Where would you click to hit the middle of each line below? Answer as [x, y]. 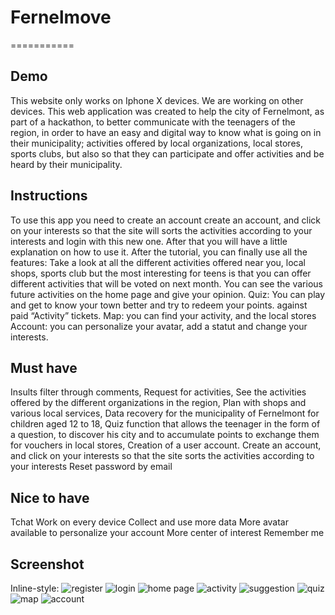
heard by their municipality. [66, 164]
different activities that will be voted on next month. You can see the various [166, 283]
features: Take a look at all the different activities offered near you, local [158, 262]
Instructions [49, 196]
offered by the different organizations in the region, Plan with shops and [158, 403]
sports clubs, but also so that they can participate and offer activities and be [167, 153]
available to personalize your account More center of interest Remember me [167, 533]
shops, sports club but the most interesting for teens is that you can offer [161, 273]
